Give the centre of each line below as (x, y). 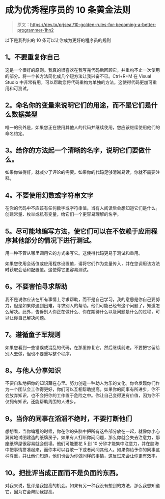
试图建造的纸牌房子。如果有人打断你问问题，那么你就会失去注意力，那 (89, 438)
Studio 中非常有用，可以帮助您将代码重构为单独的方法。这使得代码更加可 (79, 82)
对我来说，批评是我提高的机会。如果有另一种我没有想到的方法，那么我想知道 (82, 486)
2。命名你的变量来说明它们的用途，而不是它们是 (78, 105)
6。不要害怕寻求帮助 (36, 287)
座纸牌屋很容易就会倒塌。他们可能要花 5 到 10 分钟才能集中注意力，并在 (78, 444)
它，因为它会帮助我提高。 (31, 492)
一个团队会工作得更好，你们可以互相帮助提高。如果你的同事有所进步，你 (82, 389)
